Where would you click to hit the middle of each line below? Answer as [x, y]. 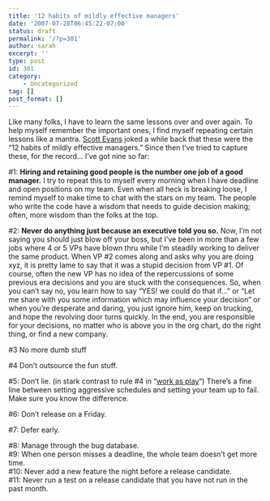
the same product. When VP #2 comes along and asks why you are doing [131, 257]
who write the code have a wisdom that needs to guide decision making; [129, 207]
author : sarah [32, 46]
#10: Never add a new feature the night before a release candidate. [120, 472]
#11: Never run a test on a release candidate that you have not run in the [129, 480]
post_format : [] [36, 99]
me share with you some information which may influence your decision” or [135, 300]
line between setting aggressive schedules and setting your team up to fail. [134, 390]
